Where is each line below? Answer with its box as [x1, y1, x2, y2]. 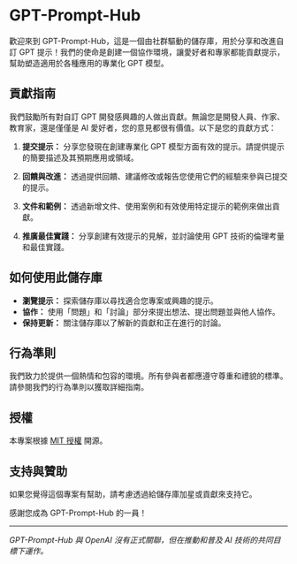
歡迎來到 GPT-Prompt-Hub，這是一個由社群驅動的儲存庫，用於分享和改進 [9, 35, 277, 46]
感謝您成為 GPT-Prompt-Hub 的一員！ [9, 507, 148, 518]
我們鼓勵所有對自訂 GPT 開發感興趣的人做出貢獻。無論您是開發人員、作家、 [9, 111, 286, 122]
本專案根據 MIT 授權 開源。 [9, 435, 108, 446]
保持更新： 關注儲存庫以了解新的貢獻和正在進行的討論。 [21, 317, 226, 328]
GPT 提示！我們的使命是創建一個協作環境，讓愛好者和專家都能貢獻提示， [19, 46, 286, 57]
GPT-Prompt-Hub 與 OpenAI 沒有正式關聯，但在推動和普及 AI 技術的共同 [9, 535, 274, 545]
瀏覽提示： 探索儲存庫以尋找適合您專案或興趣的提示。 [21, 295, 218, 306]
